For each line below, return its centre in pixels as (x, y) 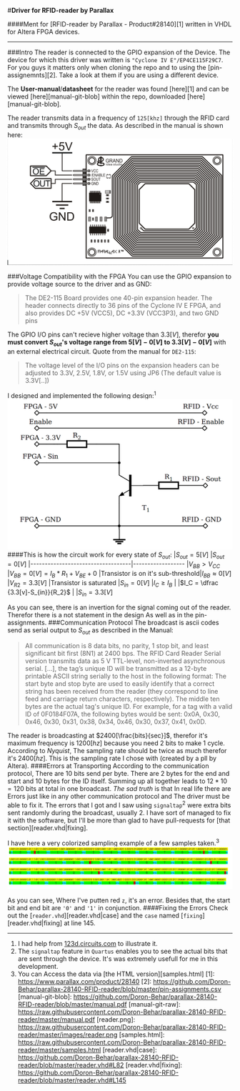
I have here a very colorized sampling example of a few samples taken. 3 (114, 842)
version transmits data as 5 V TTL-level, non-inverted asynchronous (125, 661)
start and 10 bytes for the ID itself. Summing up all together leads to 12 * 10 (117, 781)
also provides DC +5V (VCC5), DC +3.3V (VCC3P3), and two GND (122, 313)
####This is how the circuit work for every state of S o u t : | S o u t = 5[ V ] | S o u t (116, 556)
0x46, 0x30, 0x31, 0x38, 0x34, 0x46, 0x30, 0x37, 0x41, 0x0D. (116, 722)
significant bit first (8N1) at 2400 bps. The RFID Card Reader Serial (123, 654)
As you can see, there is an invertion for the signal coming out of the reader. (119, 607)
